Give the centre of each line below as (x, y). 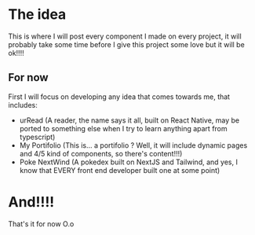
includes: (23, 105)
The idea (37, 15)
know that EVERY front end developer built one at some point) (120, 170)
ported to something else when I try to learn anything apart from (123, 128)
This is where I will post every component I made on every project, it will (125, 36)
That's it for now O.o (41, 224)
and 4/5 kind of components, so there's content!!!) (101, 153)
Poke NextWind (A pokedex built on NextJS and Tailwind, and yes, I (128, 162)
